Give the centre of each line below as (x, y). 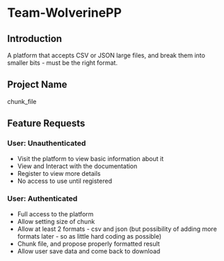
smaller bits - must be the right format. (63, 63)
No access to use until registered (65, 181)
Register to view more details (59, 173)
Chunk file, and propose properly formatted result (88, 244)
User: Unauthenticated (47, 143)
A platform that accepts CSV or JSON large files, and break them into (106, 55)
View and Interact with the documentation (77, 166)
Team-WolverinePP (64, 13)
